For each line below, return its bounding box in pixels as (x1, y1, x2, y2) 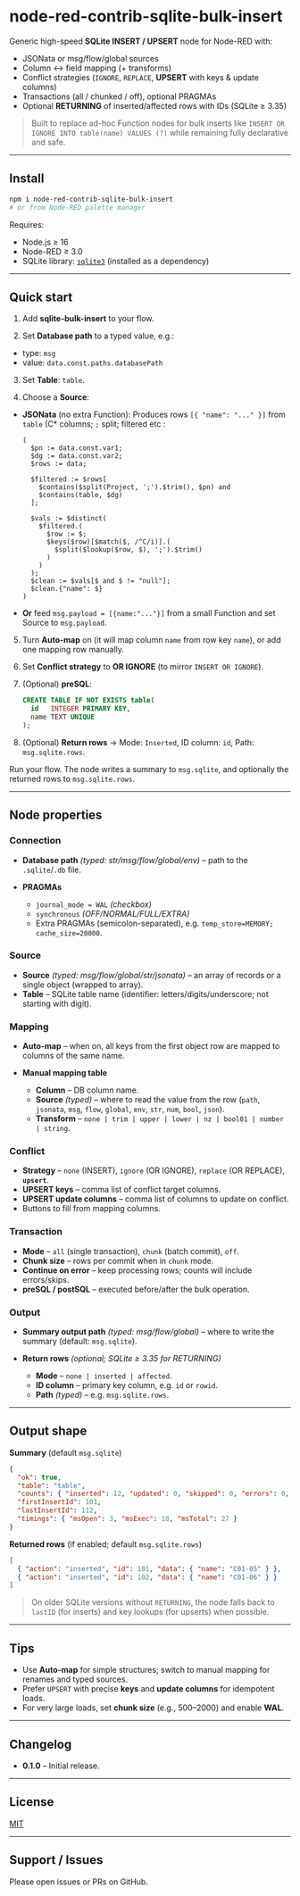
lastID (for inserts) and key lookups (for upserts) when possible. (30, 1607, 270, 1617)
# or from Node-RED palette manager (9, 203, 146, 212)
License (9, 1794, 54, 1809)
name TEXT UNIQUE (30, 712, 96, 722)
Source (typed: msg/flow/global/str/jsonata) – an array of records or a (21, 969, 281, 980)
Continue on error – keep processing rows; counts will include (21, 1265, 253, 1276)
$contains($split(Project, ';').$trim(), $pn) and (38, 483, 231, 492)
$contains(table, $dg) (38, 491, 123, 500)
